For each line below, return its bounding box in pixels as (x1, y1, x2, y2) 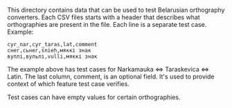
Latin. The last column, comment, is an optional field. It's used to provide (7, 72, 215, 80)
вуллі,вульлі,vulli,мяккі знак (7, 53, 98, 60)
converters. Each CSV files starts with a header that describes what (7, 13, 201, 21)
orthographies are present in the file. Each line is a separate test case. (7, 21, 207, 28)
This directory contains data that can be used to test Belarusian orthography (7, 6, 225, 14)
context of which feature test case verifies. (7, 80, 130, 88)
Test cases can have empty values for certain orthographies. (7, 93, 181, 101)
